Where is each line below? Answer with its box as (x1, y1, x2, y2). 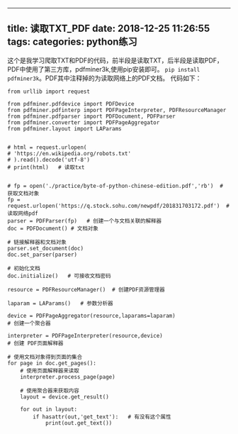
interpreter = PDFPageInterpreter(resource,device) (7, 332, 163, 339)
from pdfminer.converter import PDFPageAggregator (7, 118, 160, 126)
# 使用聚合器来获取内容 (20, 387, 79, 394)
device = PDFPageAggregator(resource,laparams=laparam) (7, 312, 176, 319)
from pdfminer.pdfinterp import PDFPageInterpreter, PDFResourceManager (7, 106, 227, 113)
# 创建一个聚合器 (7, 320, 51, 327)
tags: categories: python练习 (7, 36, 138, 48)
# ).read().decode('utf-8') (7, 156, 91, 163)
